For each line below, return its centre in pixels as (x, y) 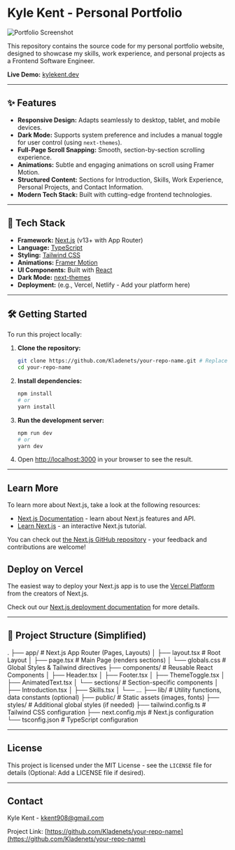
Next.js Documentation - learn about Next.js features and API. (106, 519)
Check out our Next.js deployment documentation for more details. (104, 607)
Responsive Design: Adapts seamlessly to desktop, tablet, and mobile (119, 120)
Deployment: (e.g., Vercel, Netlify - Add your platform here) (104, 285)
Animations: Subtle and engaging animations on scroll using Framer (116, 164)
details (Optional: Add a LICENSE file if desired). (76, 772)
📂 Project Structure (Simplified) (77, 636)
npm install (35, 394)
